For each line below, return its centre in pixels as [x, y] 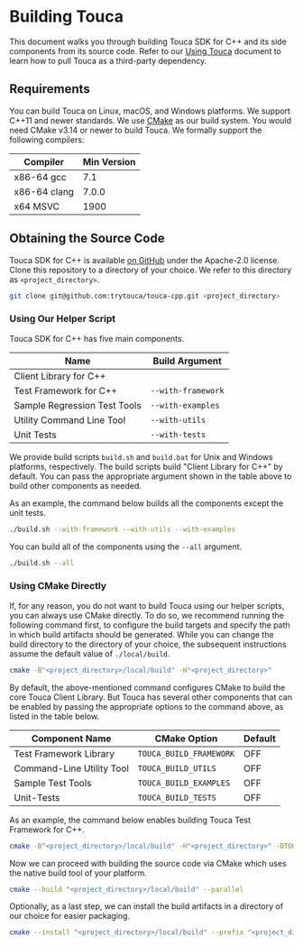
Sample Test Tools [53, 783]
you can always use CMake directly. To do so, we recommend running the [147, 615]
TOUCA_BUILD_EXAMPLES [184, 783]
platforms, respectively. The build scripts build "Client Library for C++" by [146, 466]
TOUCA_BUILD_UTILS [177, 768]
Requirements [50, 89]
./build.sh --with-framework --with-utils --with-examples [123, 529]
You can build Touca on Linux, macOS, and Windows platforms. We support [150, 111]
